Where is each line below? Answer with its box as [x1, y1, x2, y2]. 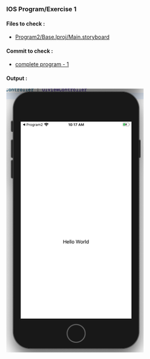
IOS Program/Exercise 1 [6, 5, 77, 13]
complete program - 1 [15, 61, 70, 68]
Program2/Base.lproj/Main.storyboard [15, 33, 110, 41]
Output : [6, 75, 28, 82]
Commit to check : [6, 47, 53, 55]
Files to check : [6, 20, 45, 27]
